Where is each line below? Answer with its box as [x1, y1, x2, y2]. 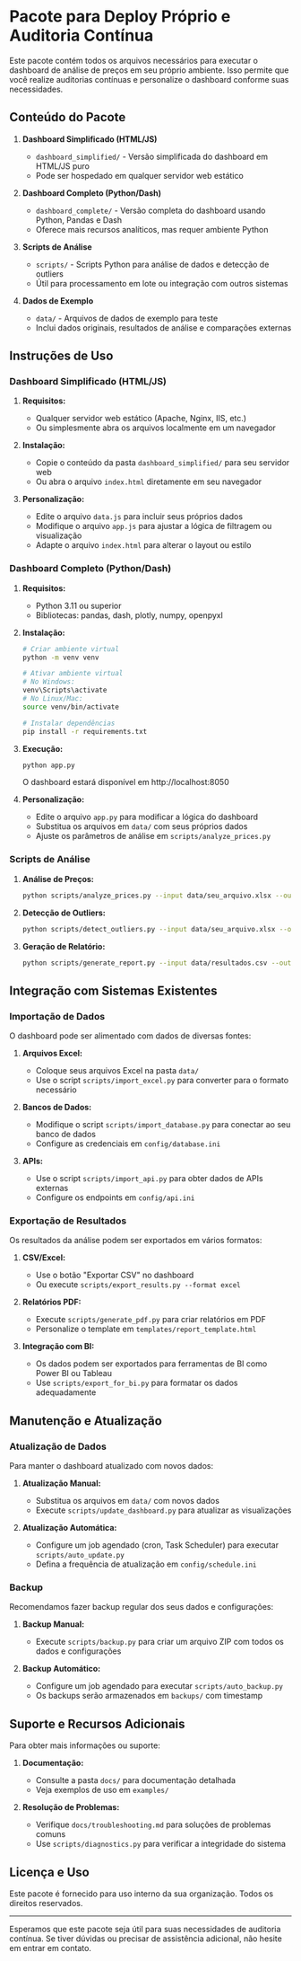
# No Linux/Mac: [21, 694, 83, 703]
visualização [35, 530, 82, 541]
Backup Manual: [21, 1619, 85, 1630]
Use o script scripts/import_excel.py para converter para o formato [35, 1075, 289, 1086]
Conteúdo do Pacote [9, 110, 126, 125]
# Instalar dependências [21, 719, 116, 728]
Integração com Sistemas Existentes [9, 983, 218, 998]
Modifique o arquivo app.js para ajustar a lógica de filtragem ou [35, 521, 272, 532]
